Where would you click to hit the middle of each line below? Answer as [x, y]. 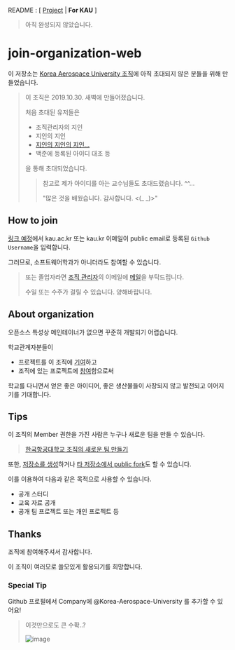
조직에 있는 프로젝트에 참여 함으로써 [66, 370]
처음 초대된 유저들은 [52, 112]
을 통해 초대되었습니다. [56, 168]
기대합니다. [36, 394]
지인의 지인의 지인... [63, 144]
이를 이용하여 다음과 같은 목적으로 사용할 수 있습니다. [80, 479]
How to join [33, 221]
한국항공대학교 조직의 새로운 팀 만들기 [77, 449]
